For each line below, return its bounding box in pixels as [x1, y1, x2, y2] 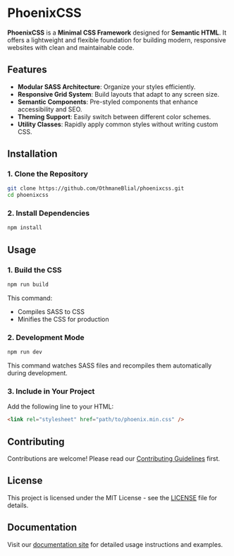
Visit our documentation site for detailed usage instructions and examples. [7, 540, 223, 548]
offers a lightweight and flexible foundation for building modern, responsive [7, 35, 227, 44]
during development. [7, 369, 68, 377]
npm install [7, 224, 42, 231]
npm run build [7, 281, 49, 289]
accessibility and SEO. [17, 104, 82, 114]
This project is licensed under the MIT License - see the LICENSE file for [7, 493, 217, 502]
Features [7, 64, 47, 75]
